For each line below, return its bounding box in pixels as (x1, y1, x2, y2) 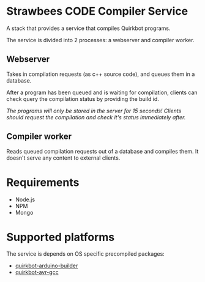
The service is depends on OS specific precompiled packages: (6, 250, 165, 258)
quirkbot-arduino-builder (15, 262, 78, 270)
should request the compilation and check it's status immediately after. (6, 113, 186, 121)
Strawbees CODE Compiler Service (6, 4, 188, 18)
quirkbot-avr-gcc (15, 269, 59, 276)
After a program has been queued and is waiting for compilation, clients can (6, 89, 198, 96)
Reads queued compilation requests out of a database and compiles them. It (6, 147, 199, 155)
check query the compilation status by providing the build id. (6, 95, 159, 102)
